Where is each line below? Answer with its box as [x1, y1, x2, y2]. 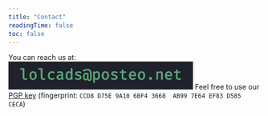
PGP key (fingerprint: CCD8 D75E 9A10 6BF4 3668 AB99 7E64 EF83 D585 [8, 90, 242, 100]
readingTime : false [8, 21, 74, 30]
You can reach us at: [8, 53, 76, 62]
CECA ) [8, 99, 26, 109]
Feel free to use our [194, 82, 260, 92]
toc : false [8, 30, 45, 38]
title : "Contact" [8, 13, 67, 21]
